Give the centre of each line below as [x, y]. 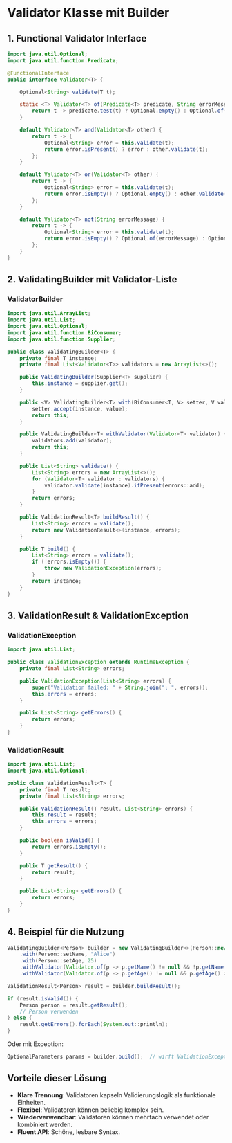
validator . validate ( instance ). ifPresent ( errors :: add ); [125, 485]
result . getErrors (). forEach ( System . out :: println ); [94, 1025]
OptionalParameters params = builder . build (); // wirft [91, 1057]
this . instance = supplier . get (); [80, 384]
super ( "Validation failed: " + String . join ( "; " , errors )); [120, 687]
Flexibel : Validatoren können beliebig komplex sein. [90, 1110]
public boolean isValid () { [60, 840]
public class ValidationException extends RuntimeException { [98, 663]
